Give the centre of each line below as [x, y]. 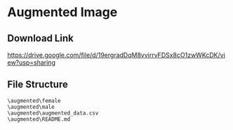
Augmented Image [62, 12]
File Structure [38, 85]
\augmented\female [34, 100]
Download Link [40, 38]
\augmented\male [31, 107]
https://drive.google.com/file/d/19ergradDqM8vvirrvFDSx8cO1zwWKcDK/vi [116, 55]
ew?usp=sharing [32, 63]
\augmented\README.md [39, 119]
